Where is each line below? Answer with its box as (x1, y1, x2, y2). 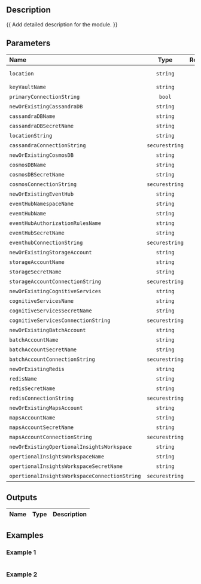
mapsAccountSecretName (9, 424, 74, 431)
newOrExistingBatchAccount (9, 327, 86, 334)
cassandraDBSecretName (9, 123, 74, 130)
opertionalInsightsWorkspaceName (9, 454, 105, 460)
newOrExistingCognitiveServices (9, 288, 102, 295)
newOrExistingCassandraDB (9, 104, 83, 110)
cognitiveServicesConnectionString (9, 317, 111, 324)
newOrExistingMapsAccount (9, 404, 83, 412)
